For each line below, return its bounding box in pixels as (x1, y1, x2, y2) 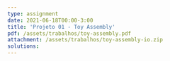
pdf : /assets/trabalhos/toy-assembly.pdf (7, 29, 132, 37)
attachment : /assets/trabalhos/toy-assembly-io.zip (7, 36, 163, 43)
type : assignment (7, 10, 59, 18)
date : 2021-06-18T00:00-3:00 (7, 17, 93, 24)
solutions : (7, 43, 40, 50)
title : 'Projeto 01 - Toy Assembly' (7, 23, 115, 30)
